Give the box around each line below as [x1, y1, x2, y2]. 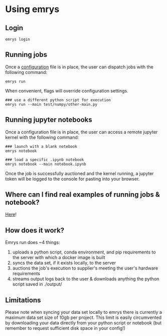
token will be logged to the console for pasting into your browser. [5, 176, 140, 182]
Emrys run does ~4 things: [5, 239, 60, 245]
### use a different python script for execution [5, 97, 111, 103]
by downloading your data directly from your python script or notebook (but [5, 320, 162, 326]
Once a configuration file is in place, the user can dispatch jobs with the [5, 64, 154, 70]
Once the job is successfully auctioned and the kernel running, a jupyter [5, 170, 154, 177]
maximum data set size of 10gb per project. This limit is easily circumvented [5, 314, 162, 320]
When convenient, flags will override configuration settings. [5, 88, 129, 94]
